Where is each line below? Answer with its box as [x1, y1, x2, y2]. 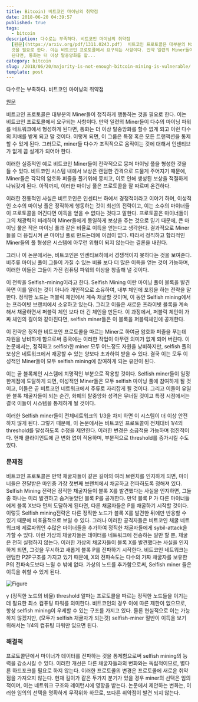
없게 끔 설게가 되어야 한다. [12, 148, 72, 155]
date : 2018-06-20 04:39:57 [6, 14, 72, 20]
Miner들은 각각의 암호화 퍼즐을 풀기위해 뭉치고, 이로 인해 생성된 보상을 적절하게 [6, 175, 189, 182]
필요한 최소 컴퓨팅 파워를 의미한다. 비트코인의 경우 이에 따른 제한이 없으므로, [12, 599, 187, 607]
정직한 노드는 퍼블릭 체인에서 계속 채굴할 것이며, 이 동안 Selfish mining [18, 294, 181, 301]
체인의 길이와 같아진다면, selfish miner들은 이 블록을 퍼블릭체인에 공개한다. [12, 316, 185, 323]
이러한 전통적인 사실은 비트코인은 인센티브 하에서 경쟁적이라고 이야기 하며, [6, 195, 176, 202]
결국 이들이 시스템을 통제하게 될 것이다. [6, 400, 96, 407]
